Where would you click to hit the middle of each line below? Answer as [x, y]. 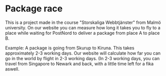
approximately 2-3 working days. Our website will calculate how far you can [83, 53]
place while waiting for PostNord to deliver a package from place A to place [83, 33]
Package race [34, 9]
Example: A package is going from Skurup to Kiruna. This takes [70, 48]
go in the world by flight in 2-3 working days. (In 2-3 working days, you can [83, 58]
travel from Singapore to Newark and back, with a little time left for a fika [80, 64]
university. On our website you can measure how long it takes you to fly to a [83, 27]
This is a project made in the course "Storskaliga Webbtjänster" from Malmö [83, 22]
